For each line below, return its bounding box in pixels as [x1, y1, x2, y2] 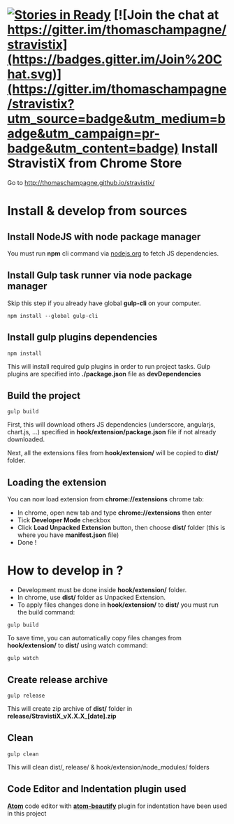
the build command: [17, 608, 75, 617]
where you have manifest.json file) [17, 531, 119, 539]
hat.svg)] [7, 66, 62, 82]
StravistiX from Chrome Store [7, 156, 182, 171]
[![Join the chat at [113, 7, 219, 23]
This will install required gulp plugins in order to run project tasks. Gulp [7, 362, 211, 370]
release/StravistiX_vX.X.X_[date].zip [7, 712, 117, 720]
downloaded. [7, 435, 45, 443]
